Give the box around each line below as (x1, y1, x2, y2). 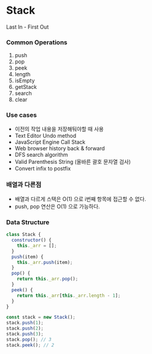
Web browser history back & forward (14, 144, 105, 152)
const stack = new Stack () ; (6, 314, 76, 321)
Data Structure (6, 218, 50, 226)
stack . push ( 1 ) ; (6, 320, 44, 326)
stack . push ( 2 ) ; (6, 325, 44, 331)
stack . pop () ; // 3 (6, 336, 52, 343)
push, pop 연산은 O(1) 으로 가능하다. (14, 203, 100, 210)
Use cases (6, 111, 37, 119)
